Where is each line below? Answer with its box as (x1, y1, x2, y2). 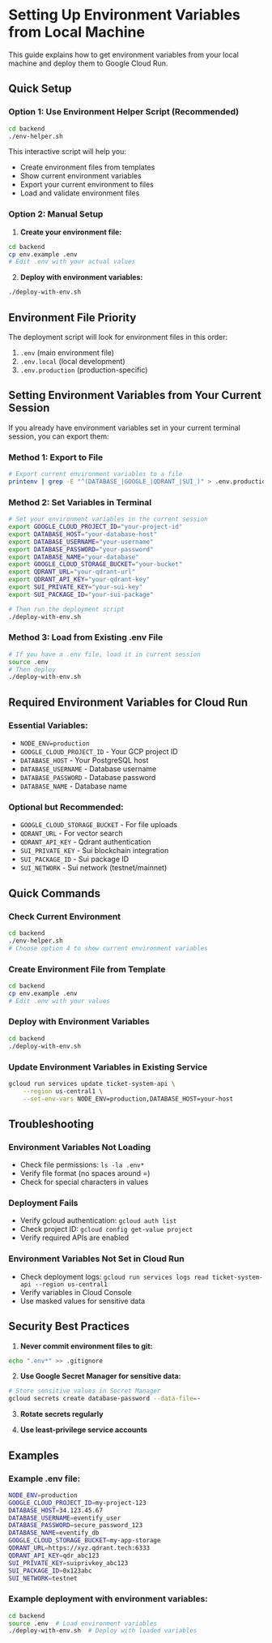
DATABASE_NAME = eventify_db (8, 1529, 100, 1538)
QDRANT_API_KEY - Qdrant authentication (19, 837, 151, 847)
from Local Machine (8, 23, 146, 41)
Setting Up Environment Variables (8, 6, 241, 24)
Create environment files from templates (19, 162, 155, 172)
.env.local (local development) (19, 356, 125, 366)
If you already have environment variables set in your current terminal (8, 423, 240, 432)
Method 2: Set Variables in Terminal (8, 496, 152, 508)
